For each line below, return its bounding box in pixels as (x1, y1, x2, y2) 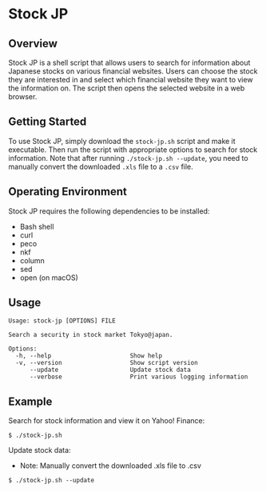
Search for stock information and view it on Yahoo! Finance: (8, 416, 205, 426)
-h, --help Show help (15, 352, 162, 360)
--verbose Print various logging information (29, 373, 248, 381)
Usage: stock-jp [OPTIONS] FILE (8, 317, 116, 325)
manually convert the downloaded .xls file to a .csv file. (8, 162, 193, 171)
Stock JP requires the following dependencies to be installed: (8, 206, 210, 216)
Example (8, 394, 53, 408)
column (19, 255, 46, 265)
